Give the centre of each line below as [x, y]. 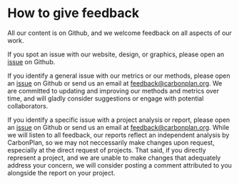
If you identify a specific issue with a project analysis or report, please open [119, 120]
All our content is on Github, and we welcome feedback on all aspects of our [119, 33]
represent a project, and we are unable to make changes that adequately [114, 158]
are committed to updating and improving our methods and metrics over [113, 91]
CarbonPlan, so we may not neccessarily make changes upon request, [111, 142]
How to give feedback [73, 13]
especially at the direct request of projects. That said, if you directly [107, 150]
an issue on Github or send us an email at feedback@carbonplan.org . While [118, 127]
